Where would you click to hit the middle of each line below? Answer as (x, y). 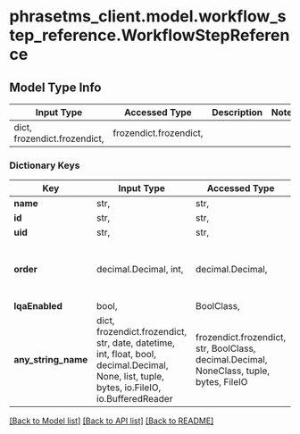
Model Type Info (55, 87)
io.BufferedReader (135, 399)
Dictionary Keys (45, 165)
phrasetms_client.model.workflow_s (148, 17)
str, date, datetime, (136, 343)
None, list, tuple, (131, 377)
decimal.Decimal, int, (140, 270)
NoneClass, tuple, (233, 371)
